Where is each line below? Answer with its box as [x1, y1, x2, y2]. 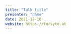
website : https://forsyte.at [5, 21, 66, 26]
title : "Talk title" [5, 7, 49, 12]
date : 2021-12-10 [5, 16, 42, 21]
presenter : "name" [5, 12, 44, 17]
